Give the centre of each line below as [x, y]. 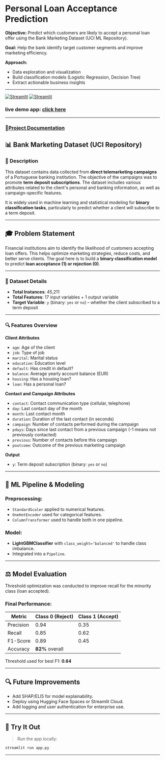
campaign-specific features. [34, 192]
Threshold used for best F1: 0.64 [38, 661]
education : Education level [39, 363]
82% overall [49, 649]
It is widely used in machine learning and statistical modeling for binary [77, 202]
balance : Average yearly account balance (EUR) [60, 374]
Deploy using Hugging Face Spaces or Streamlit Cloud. [68, 702]
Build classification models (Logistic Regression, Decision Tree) [76, 77]
